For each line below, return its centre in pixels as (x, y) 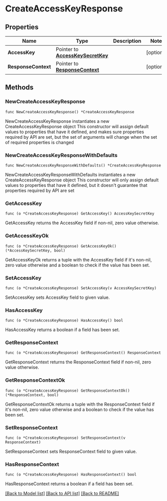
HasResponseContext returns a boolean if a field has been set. (69, 484)
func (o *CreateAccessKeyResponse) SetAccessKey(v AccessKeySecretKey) (81, 288)
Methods (19, 87)
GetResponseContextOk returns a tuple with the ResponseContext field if (80, 404)
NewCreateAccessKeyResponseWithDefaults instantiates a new (70, 174)
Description (127, 41)
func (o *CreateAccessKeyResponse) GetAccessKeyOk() (61, 246)
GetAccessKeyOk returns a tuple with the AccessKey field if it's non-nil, (79, 259)
